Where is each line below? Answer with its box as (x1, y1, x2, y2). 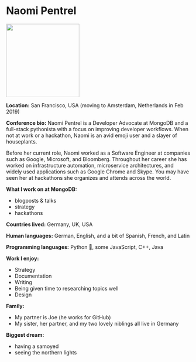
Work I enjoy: (6, 255, 39, 262)
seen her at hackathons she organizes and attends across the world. (6, 174, 171, 181)
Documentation (14, 272, 52, 279)
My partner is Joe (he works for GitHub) (14, 313, 111, 320)
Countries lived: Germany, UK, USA (6, 221, 93, 228)
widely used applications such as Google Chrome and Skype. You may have (6, 168, 189, 175)
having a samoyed (14, 343, 59, 350)
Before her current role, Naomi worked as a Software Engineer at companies (6, 149, 191, 156)
